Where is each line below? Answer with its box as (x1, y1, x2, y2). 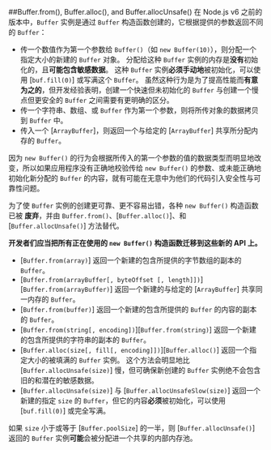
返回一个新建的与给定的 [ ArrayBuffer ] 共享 (114, 285, 256, 294)
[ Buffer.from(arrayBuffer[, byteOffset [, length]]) (19, 275, 201, 284)
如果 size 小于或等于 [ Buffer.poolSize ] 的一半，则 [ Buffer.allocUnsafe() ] (8, 423, 256, 432)
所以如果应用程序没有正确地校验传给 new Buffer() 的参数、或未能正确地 (22, 163, 261, 173)
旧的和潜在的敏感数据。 (19, 375, 99, 385)
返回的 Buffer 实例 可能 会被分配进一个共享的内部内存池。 (8, 433, 197, 443)
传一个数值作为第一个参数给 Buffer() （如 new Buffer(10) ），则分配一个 (19, 45, 257, 54)
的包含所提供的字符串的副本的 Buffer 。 (19, 335, 151, 345)
